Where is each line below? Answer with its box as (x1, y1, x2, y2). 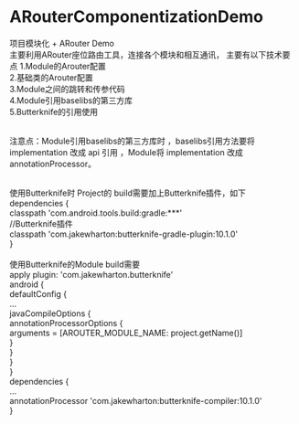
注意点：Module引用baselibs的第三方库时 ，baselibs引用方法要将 (9, 135, 256, 146)
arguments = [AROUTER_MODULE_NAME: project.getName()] (9, 327, 243, 338)
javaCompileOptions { (9, 308, 91, 319)
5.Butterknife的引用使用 (9, 106, 99, 117)
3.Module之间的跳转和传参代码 (9, 83, 125, 94)
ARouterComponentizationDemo (9, 6, 263, 27)
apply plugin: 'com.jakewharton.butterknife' (9, 269, 174, 280)
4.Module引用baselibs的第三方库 (9, 94, 133, 106)
